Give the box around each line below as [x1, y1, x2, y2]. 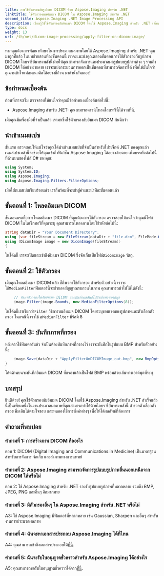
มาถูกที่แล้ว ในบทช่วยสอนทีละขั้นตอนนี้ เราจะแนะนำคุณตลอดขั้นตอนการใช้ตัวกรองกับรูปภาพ [5, 53, 151, 59]
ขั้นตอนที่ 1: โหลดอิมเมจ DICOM [5, 202, 87, 210]
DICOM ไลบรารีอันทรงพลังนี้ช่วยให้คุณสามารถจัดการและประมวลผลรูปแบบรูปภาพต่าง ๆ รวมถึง [5, 59, 157, 64]
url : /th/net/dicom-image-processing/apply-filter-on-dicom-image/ [5, 35, 145, 40]
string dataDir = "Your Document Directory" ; [5, 230, 99, 235]
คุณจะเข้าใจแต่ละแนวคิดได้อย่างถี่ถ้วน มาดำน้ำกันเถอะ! [5, 69, 91, 76]
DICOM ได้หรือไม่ [5, 472, 41, 479]
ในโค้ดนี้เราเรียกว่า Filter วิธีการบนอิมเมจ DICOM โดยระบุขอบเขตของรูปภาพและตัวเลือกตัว [5, 308, 155, 314]
